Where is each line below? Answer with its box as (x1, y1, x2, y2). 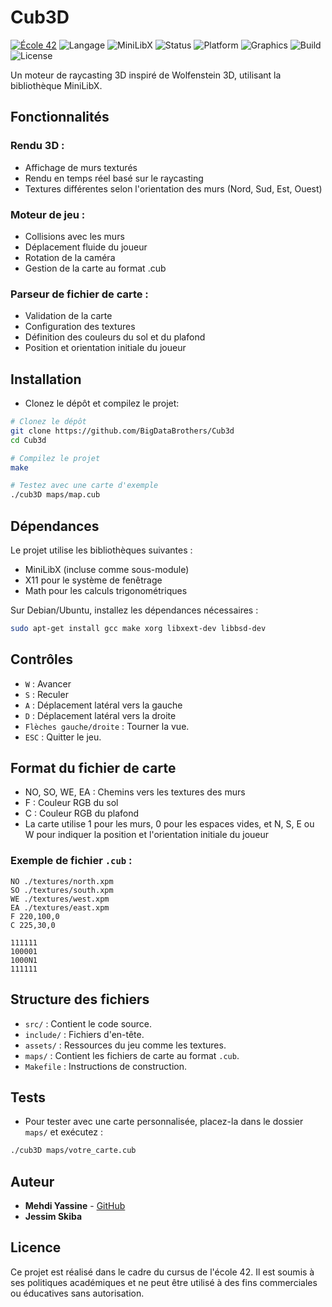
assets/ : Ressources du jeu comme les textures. (24, 1039, 227, 1051)
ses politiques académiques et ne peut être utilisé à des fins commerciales (10, 1276, 318, 1288)
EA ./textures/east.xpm (10, 902, 110, 913)
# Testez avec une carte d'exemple (10, 481, 159, 491)
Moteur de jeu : (10, 207, 86, 221)
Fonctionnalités (10, 109, 110, 126)
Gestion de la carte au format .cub (24, 262, 167, 274)
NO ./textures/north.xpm (10, 876, 114, 886)
